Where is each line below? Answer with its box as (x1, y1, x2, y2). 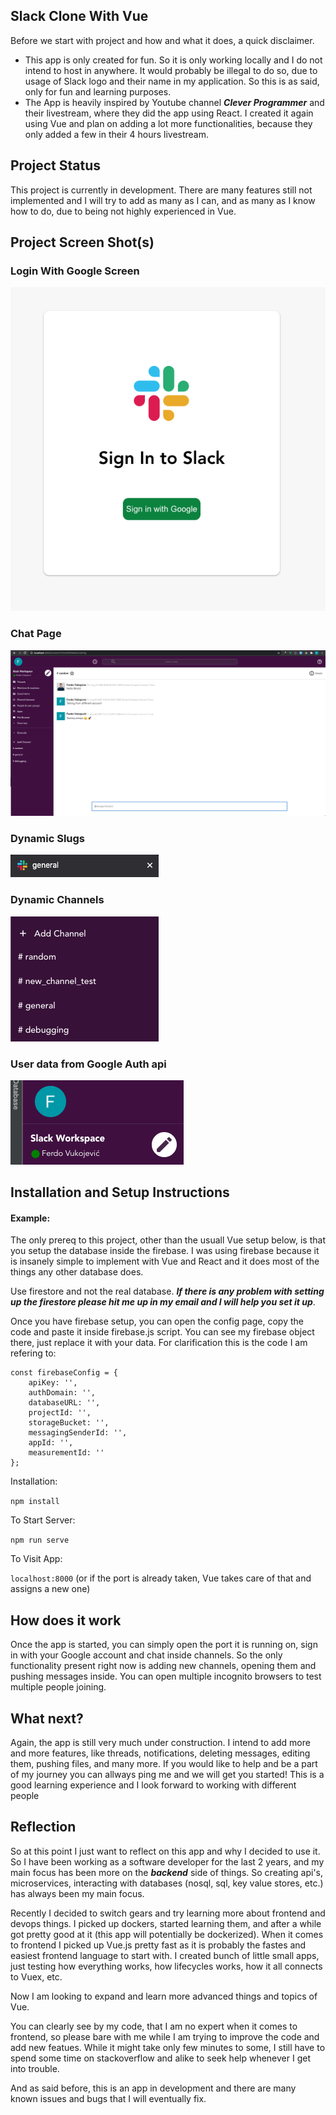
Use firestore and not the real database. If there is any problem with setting (10, 1285, 325, 1298)
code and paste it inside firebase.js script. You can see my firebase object (10, 1326, 315, 1338)
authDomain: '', (28, 1388, 97, 1398)
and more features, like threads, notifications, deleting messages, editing (10, 1747, 311, 1759)
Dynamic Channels (10, 893, 105, 907)
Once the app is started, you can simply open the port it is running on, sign (10, 1639, 318, 1651)
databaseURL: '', (28, 1398, 101, 1408)
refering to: (10, 1347, 57, 1359)
